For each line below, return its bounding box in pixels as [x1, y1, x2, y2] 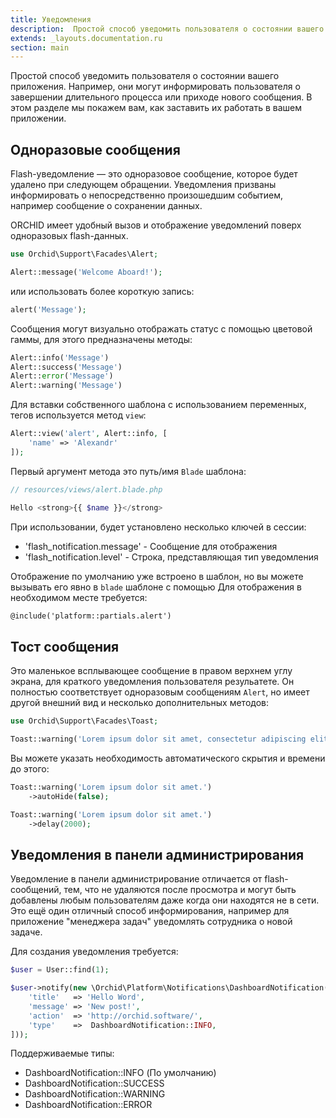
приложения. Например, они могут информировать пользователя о [10, 81, 301, 93]
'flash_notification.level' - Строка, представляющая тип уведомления [24, 551, 319, 563]
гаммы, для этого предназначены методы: [10, 333, 193, 345]
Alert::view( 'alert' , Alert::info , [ [10, 429, 168, 439]
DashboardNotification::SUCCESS [24, 1077, 165, 1090]
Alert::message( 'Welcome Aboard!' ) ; [10, 267, 163, 277]
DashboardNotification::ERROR [24, 1099, 153, 1111]
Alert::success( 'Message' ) [10, 362, 123, 372]
